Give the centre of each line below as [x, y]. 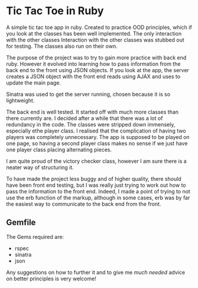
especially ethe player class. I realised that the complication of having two [96, 131]
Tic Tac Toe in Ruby [55, 11]
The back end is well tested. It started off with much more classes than [92, 112]
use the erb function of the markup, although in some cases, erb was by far [98, 198]
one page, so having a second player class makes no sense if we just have [97, 143]
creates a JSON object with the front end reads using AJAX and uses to [93, 76]
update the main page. [33, 82]
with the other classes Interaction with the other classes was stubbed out [95, 40]
